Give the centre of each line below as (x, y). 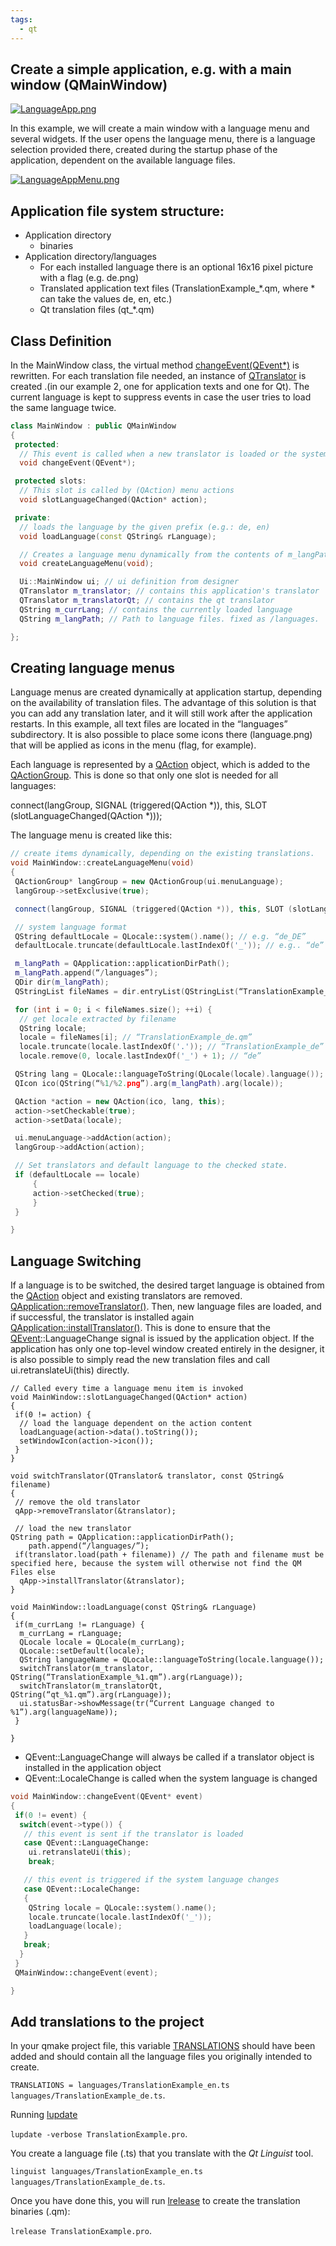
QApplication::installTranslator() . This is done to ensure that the (140, 1328)
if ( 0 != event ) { (50, 1815)
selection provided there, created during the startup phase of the (144, 150)
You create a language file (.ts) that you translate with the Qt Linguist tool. (162, 2153)
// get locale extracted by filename (98, 1019)
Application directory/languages (90, 257)
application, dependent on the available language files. (123, 160)
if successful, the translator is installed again (102, 1317)
